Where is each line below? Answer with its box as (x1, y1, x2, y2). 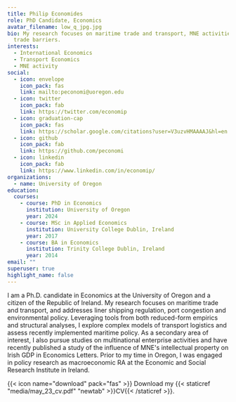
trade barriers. (13, 37, 61, 44)
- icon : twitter (13, 96, 61, 103)
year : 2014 (25, 252, 58, 259)
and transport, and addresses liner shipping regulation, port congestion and (7, 306, 226, 314)
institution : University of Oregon (25, 207, 131, 214)
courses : (13, 193, 39, 200)
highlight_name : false (7, 271, 74, 278)
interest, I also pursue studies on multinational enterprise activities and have (7, 335, 228, 344)
